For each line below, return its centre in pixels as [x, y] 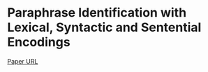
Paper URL [23, 61]
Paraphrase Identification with [97, 13]
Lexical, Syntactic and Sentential [104, 27]
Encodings [39, 42]
